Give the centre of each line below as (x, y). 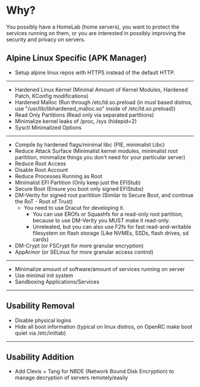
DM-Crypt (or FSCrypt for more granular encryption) (79, 246)
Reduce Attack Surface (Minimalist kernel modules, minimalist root (96, 151)
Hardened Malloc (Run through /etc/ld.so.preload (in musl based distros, (104, 102)
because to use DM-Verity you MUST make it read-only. (101, 220)
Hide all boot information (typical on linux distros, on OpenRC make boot (104, 326)
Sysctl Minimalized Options (48, 127)
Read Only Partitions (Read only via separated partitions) (84, 115)
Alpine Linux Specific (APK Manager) (76, 58)
